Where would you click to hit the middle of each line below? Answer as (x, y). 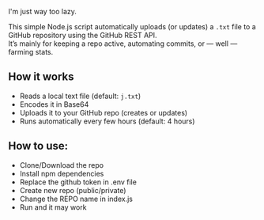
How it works (41, 77)
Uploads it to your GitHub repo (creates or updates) (104, 112)
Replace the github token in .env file (78, 182)
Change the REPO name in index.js (76, 199)
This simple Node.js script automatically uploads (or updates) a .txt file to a (132, 27)
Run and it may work (53, 207)
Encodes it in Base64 (54, 104)
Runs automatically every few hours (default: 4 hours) (107, 121)
